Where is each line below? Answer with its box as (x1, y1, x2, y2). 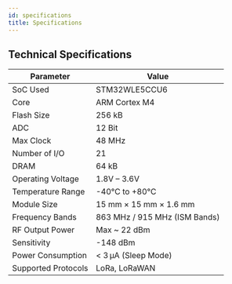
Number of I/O (12, 148, 65, 159)
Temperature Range (12, 186, 85, 197)
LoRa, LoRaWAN (95, 263, 156, 274)
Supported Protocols (12, 263, 89, 274)
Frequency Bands (12, 212, 77, 223)
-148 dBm (95, 237, 136, 248)
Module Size (12, 199, 58, 210)
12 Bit (95, 122, 118, 133)
